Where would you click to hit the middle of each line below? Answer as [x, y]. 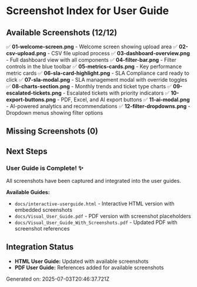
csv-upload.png [26, 53]
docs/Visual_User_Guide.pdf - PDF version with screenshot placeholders [103, 216]
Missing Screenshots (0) [52, 131]
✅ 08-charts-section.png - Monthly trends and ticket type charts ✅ [89, 86]
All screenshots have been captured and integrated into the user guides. [94, 181]
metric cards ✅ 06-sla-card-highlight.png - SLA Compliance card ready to [98, 73]
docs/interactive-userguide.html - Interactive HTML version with [94, 203]
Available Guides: [28, 192]
